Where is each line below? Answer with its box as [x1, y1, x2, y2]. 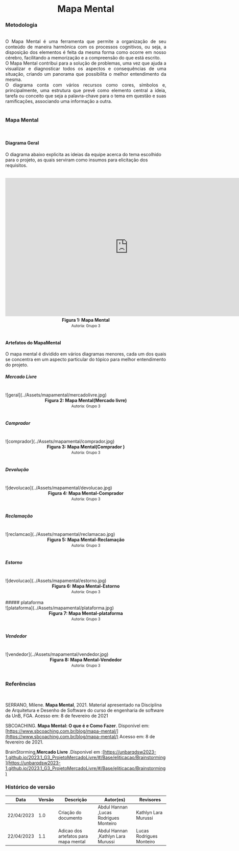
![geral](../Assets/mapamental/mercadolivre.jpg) [5, 392, 107, 398]
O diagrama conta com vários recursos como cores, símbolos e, [5, 82, 166, 88]
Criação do [58, 810, 82, 816]
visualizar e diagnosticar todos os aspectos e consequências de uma [5, 66, 166, 72]
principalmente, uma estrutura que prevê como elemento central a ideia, [5, 88, 166, 94]
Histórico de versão [5, 783, 55, 791]
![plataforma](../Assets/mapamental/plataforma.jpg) [5, 605, 114, 611]
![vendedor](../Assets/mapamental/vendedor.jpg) [5, 651, 109, 657]
